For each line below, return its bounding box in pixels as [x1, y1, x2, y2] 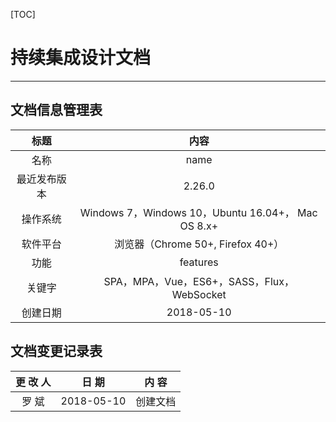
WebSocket [171, 287, 227, 301]
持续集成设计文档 [10, 47, 152, 69]
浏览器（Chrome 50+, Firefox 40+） [114, 237, 285, 251]
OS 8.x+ [179, 219, 219, 233]
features [179, 255, 219, 269]
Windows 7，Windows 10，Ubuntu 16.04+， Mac [79, 205, 318, 219]
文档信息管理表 [10, 102, 103, 119]
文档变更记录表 [10, 343, 103, 360]
